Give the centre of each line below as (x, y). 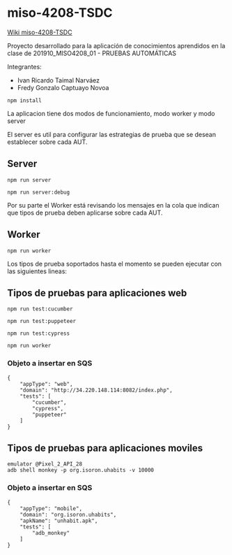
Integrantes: (24, 66)
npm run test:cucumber (40, 309)
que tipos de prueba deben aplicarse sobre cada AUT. (85, 212)
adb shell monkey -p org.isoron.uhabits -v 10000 (81, 470)
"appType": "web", (46, 384)
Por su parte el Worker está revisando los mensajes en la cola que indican (113, 205)
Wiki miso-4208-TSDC (40, 32)
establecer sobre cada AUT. (47, 142)
